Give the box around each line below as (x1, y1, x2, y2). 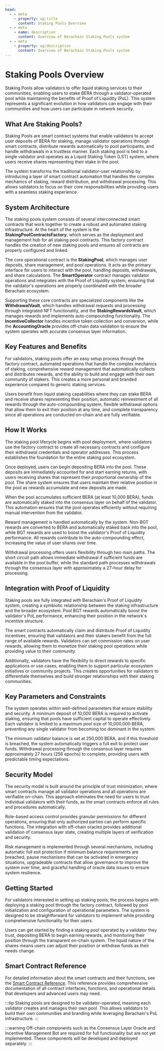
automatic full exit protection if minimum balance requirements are (5, 849, 139, 855)
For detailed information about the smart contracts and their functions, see (5, 975, 155, 981)
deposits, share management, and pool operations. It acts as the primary (5, 262, 151, 268)
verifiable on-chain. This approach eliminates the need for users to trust (5, 794, 150, 800)
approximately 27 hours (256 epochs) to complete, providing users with (5, 751, 149, 757)
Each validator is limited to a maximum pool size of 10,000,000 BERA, (5, 721, 144, 727)
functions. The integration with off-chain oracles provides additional (5, 824, 142, 830)
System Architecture (5, 203, 70, 211)
